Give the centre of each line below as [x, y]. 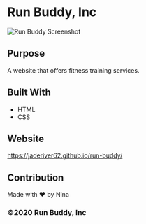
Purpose [26, 54]
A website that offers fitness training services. [73, 70]
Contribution [36, 177]
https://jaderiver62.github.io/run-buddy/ [65, 155]
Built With [29, 93]
